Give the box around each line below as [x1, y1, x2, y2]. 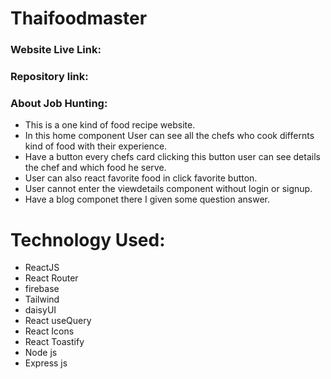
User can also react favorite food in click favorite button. [24, 172, 258, 184]
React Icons [24, 325, 75, 337]
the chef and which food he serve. [24, 162, 167, 174]
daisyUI [24, 304, 57, 316]
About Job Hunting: [10, 96, 108, 110]
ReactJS [24, 262, 60, 274]
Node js [24, 347, 58, 359]
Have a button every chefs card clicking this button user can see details [24, 151, 321, 163]
